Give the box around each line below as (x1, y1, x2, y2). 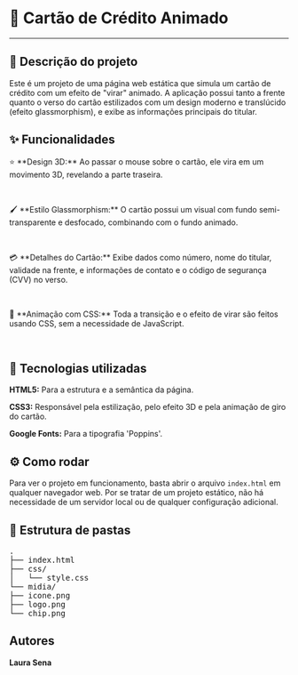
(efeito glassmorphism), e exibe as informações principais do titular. (9, 106, 257, 117)
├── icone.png (9, 591, 71, 600)
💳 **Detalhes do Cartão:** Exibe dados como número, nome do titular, (9, 252, 272, 262)
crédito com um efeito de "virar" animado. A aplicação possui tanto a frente (9, 87, 286, 98)
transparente (9, 217, 57, 228)
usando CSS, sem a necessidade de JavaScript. (9, 317, 184, 328)
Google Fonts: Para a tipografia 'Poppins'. (9, 429, 163, 439)
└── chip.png (9, 608, 67, 618)
